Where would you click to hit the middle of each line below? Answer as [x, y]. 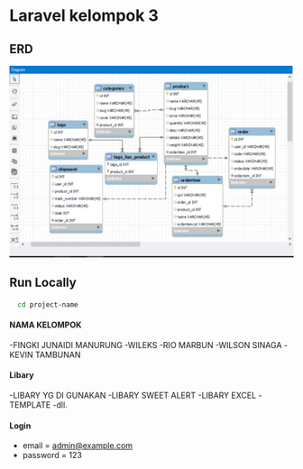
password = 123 [52, 455]
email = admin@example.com [78, 446]
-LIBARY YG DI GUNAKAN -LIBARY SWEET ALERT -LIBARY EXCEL [133, 395]
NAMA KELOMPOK [46, 325]
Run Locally [43, 283]
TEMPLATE [30, 405]
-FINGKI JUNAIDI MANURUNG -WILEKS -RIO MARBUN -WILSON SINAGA [146, 345]
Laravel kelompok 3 [84, 16]
